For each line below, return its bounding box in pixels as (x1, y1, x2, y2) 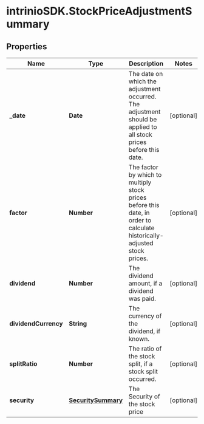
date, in (128, 208, 150, 217)
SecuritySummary (69, 396, 123, 405)
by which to (128, 171, 162, 179)
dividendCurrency (9, 320, 63, 327)
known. (128, 335, 150, 343)
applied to (128, 123, 157, 131)
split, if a (128, 360, 153, 368)
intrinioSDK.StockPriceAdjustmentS (6, 4, 192, 18)
